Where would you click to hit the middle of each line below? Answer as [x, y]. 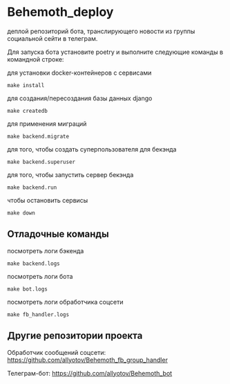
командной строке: [36, 59]
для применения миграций [47, 124]
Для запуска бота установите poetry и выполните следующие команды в [115, 52]
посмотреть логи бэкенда [46, 250]
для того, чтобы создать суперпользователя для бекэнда [92, 149]
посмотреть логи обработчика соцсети [65, 302]
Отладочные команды [58, 234]
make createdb [28, 111]
